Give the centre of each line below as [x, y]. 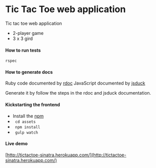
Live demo [17, 144]
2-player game [28, 33]
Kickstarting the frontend [33, 104]
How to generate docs [29, 72]
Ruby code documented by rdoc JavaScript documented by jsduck [75, 83]
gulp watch [26, 133]
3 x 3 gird [23, 38]
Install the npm [28, 116]
